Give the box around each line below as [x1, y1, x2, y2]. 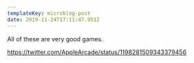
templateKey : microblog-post [7, 9, 91, 17]
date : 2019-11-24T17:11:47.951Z [7, 16, 100, 23]
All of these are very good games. [7, 35, 103, 43]
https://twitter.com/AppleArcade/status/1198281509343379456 [7, 48, 187, 56]
